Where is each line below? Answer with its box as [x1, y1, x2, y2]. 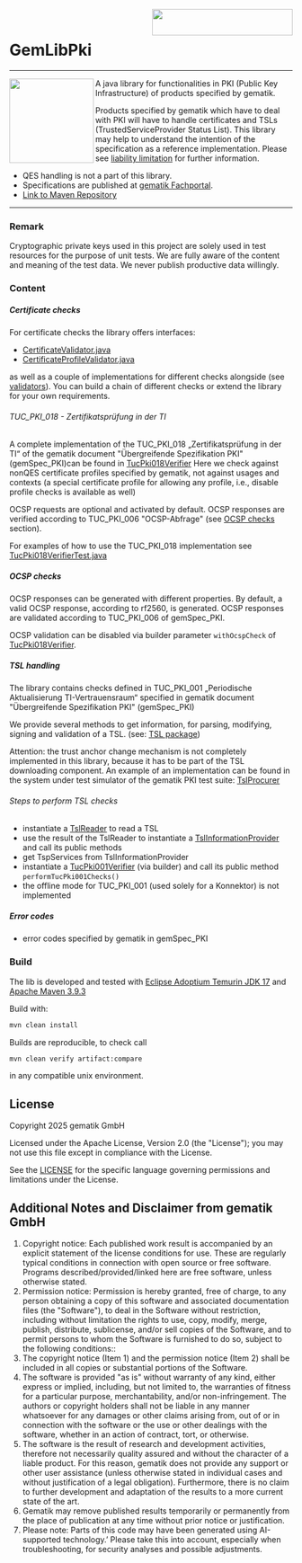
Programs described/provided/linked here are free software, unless [22, 1267, 272, 1278]
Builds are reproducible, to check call [9, 1036, 147, 1047]
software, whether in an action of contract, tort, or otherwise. [22, 1429, 249, 1440]
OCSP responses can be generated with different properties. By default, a [9, 593, 283, 604]
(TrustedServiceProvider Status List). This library [95, 124, 276, 135]
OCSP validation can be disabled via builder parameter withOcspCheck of [9, 630, 277, 641]
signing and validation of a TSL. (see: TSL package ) [9, 729, 200, 740]
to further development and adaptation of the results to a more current [22, 1487, 284, 1497]
